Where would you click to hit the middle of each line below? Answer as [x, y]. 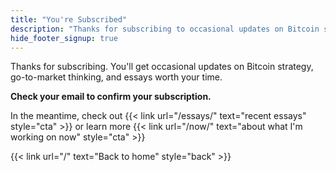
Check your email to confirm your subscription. [111, 97]
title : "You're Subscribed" [69, 19]
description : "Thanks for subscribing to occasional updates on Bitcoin [165, 29]
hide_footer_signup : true [64, 38]
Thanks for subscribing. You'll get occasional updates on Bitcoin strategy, [162, 67]
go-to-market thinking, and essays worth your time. [116, 77]
